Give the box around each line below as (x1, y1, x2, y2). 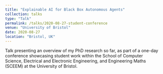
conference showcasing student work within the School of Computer (5, 53, 143, 58)
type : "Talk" (5, 16, 32, 21)
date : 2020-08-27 (5, 30, 40, 35)
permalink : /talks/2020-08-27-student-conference (5, 20, 108, 26)
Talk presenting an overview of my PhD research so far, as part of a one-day (5, 47, 159, 54)
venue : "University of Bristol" (5, 25, 71, 30)
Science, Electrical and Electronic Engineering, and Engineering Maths (5, 58, 146, 64)
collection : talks (5, 12, 42, 17)
